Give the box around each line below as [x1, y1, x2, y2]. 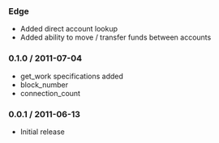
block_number [19, 79, 69, 90]
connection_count [19, 88, 81, 98]
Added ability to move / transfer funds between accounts [19, 32, 212, 42]
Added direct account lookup [19, 24, 118, 34]
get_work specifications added [19, 71, 124, 81]
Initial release [19, 127, 65, 137]
